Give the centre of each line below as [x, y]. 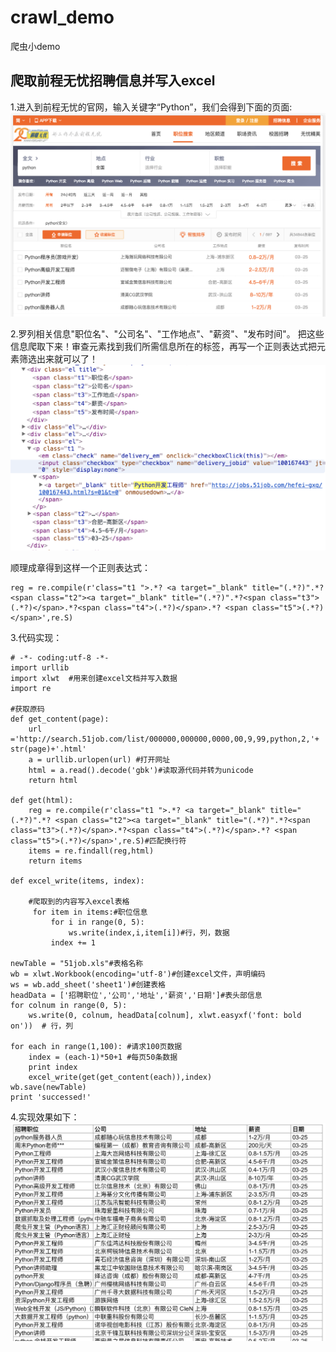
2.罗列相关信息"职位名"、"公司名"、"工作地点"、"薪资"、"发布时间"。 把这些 [167, 334]
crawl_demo [62, 17]
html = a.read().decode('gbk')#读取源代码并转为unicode [141, 770]
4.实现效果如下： [45, 1117]
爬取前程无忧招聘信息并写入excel [113, 81]
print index [53, 1067]
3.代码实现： [36, 637]
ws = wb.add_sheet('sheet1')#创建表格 [88, 984]
